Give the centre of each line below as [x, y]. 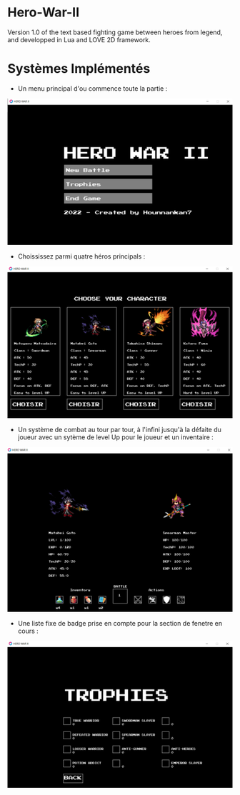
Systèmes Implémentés [79, 69]
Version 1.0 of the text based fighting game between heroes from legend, [115, 32]
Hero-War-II [44, 12]
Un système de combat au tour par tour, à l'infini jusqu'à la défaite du [119, 429]
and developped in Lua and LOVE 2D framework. [79, 39]
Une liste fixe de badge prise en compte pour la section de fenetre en [120, 623]
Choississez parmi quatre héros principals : [81, 256]
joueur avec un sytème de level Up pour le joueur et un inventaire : [116, 437]
